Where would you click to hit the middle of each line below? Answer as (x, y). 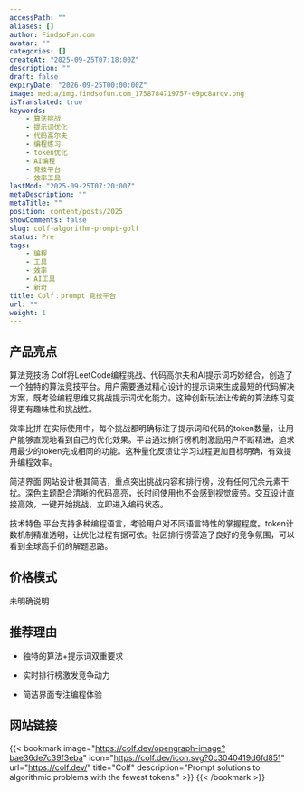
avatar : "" (30, 43)
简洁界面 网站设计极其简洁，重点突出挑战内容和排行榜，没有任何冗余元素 (145, 482)
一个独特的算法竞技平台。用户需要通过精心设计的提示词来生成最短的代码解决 (152, 387)
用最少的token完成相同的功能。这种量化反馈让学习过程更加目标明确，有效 (147, 451)
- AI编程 (41, 161)
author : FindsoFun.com (52, 34)
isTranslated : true (46, 102)
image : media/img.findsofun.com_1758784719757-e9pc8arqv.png (127, 93)
